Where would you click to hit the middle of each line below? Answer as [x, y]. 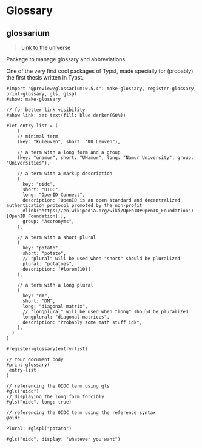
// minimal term [38, 137]
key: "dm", [36, 296]
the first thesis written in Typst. [45, 77]
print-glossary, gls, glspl [42, 94]
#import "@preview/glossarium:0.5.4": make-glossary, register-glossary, [102, 89]
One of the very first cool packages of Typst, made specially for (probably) [100, 71]
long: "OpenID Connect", [54, 195]
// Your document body [35, 359]
